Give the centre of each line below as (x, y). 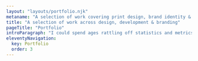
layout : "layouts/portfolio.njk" (47, 11)
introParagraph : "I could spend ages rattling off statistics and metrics (100, 33)
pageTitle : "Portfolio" (35, 28)
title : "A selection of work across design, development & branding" (93, 22)
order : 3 (22, 49)
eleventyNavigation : (32, 38)
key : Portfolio (30, 44)
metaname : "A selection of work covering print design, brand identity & (99, 17)
